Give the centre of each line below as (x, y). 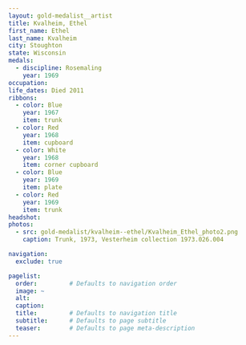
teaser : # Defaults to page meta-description (105, 328)
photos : (21, 225)
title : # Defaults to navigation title (97, 314)
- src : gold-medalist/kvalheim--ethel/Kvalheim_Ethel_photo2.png (127, 232)
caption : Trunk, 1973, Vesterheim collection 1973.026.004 (123, 240)
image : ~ (30, 291)
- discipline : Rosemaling (59, 68)
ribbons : (23, 98)
